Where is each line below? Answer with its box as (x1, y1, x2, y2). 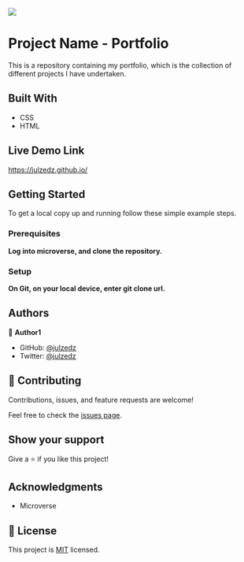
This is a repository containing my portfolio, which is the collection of (8, 60, 232, 70)
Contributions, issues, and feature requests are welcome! (8, 395, 194, 404)
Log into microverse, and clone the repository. (8, 246, 163, 255)
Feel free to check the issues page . (8, 410, 122, 419)
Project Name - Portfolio (8, 35, 169, 53)
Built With (8, 91, 57, 106)
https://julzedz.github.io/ (8, 165, 88, 174)
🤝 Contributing (8, 374, 82, 388)
